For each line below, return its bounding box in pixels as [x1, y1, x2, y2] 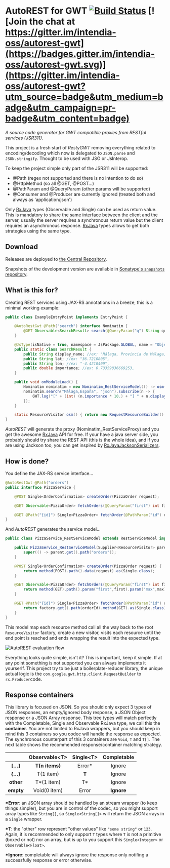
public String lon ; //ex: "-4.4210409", [23, 361, 110, 366]
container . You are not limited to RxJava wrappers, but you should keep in [5, 726, 160, 732]
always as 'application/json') [12, 196, 72, 203]
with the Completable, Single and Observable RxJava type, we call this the [5, 720, 160, 726]
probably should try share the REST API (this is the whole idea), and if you [5, 437, 159, 443]
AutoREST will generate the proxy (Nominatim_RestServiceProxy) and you [5, 426, 159, 432]
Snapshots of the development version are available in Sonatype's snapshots [5, 266, 165, 272]
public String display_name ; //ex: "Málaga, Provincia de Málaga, [23, 351, 166, 357]
